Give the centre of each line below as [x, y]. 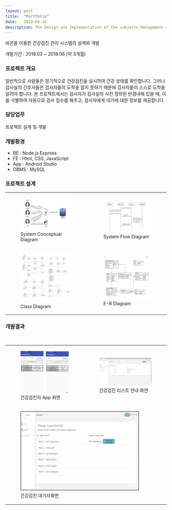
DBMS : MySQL [29, 169]
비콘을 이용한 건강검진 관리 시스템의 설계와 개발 [52, 43]
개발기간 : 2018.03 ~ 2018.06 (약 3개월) [46, 54]
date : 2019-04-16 [26, 22]
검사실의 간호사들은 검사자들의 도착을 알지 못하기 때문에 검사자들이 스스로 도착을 [85, 87]
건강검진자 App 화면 [40, 397]
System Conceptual [41, 234]
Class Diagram [36, 306]
